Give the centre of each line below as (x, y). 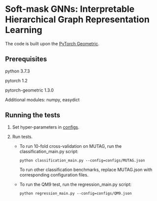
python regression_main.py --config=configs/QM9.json (76, 193)
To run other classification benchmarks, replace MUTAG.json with (86, 169)
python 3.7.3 (18, 71)
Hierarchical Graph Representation (77, 19)
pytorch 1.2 (16, 80)
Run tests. (22, 136)
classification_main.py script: (49, 151)
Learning (24, 30)
